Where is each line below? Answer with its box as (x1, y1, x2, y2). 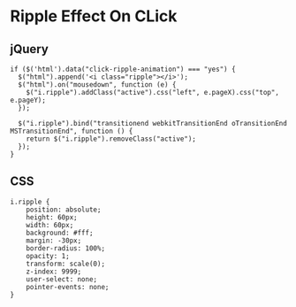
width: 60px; (26, 220, 74, 229)
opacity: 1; (26, 251, 70, 260)
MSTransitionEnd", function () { (10, 127, 133, 135)
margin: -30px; (26, 236, 82, 245)
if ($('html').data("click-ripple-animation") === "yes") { (10, 65, 237, 73)
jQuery (10, 42, 49, 57)
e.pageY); (10, 96, 47, 104)
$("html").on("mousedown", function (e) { (18, 81, 177, 89)
